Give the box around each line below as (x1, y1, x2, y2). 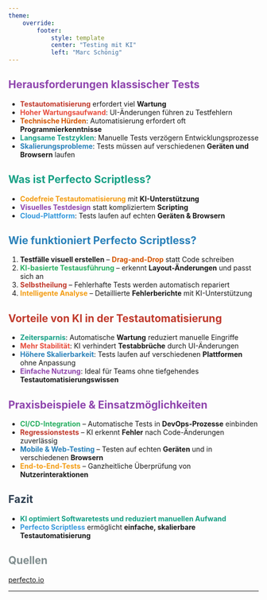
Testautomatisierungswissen (19, 375, 119, 385)
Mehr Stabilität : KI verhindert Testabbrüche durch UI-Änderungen (19, 341, 239, 350)
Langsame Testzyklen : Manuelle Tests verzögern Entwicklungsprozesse (19, 133, 259, 142)
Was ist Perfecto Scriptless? (8, 172, 152, 187)
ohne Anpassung (19, 358, 76, 368)
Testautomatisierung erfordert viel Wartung (19, 99, 167, 108)
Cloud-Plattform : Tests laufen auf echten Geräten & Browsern (19, 211, 226, 220)
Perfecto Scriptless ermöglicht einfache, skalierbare (19, 522, 196, 532)
